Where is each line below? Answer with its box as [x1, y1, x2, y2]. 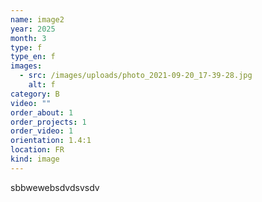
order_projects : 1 [10, 117, 87, 127]
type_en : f [10, 52, 56, 62]
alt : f [28, 80, 56, 90]
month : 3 [10, 33, 47, 43]
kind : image [10, 154, 60, 164]
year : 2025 [10, 24, 56, 34]
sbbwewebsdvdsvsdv [10, 181, 100, 193]
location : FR [10, 145, 65, 155]
